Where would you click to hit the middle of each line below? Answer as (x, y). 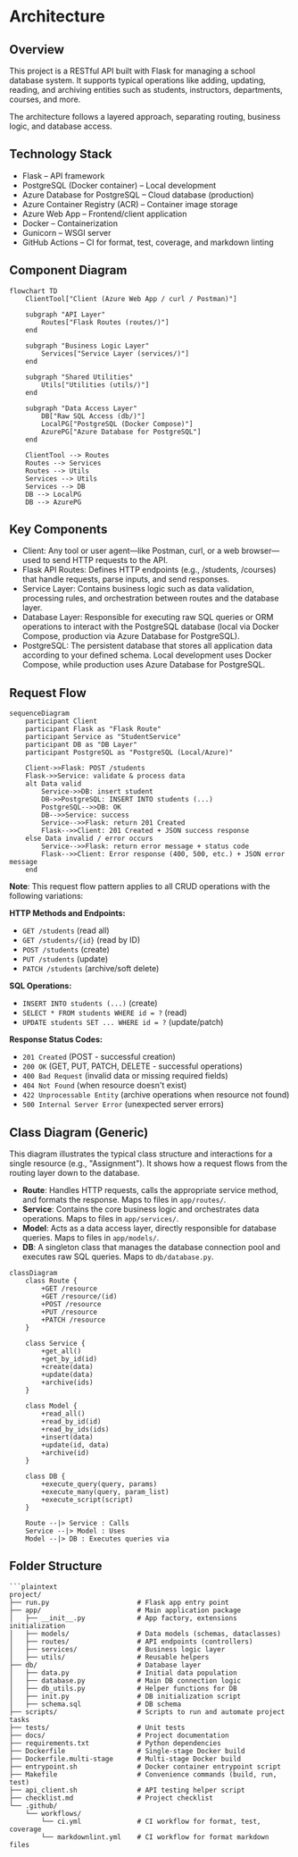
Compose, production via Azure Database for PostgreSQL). (131, 636)
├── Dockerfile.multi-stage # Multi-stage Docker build (125, 1759)
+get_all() (62, 1351)
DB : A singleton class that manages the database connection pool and (151, 1248)
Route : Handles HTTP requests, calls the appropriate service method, (150, 1190)
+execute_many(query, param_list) (105, 1492)
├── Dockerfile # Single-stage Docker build (127, 1751)
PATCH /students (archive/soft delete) (91, 969)
